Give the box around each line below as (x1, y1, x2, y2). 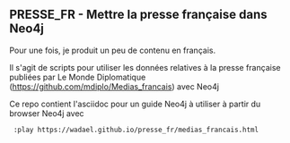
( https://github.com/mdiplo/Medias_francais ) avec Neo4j (9, 80, 220, 92)
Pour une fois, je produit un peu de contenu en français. (9, 45, 216, 55)
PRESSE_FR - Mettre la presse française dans (9, 7, 268, 22)
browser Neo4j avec (9, 107, 84, 119)
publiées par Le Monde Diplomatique (9, 71, 146, 82)
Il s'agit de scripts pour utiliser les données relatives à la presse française (9, 62, 281, 72)
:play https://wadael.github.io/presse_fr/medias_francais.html (13, 125, 259, 134)
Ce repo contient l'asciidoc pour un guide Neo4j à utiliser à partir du (9, 98, 261, 109)
